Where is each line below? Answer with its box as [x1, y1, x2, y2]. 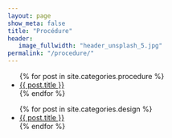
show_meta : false [7, 19, 66, 27]
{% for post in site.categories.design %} [18, 104, 153, 114]
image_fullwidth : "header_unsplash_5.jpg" [18, 42, 162, 50]
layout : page [7, 11, 51, 20]
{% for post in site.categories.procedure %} [18, 72, 165, 81]
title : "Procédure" [7, 27, 73, 35]
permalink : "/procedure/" [7, 49, 94, 57]
